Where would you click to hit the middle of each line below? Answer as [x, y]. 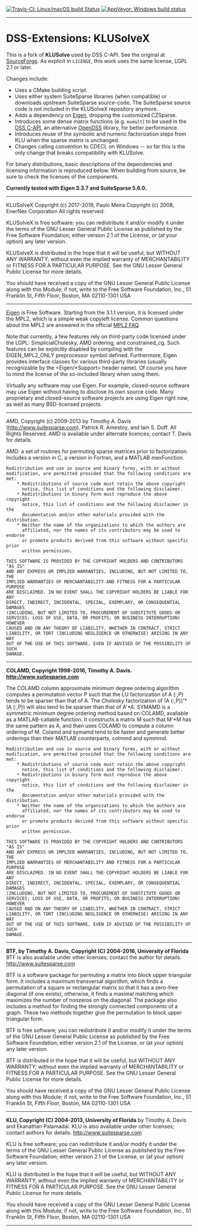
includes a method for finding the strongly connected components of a [92, 1006]
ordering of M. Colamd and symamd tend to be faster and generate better [95, 732]
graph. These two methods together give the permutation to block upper [94, 1012]
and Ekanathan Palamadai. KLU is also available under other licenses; [90, 1126]
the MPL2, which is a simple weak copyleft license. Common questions [92, 319]
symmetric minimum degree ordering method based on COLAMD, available [97, 713]
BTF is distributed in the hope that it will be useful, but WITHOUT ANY [91, 1060]
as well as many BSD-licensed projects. [54, 404]
